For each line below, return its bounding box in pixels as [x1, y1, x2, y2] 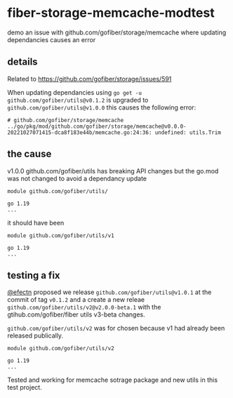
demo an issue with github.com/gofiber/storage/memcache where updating [7, 28, 227, 37]
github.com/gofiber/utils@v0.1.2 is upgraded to [7, 95, 149, 104]
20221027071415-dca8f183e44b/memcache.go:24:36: [7, 128, 152, 136]
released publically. [7, 331, 64, 340]
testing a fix [7, 269, 61, 281]
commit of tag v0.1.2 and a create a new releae [7, 296, 145, 304]
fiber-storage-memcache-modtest [7, 5, 215, 21]
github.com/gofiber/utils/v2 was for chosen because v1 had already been [7, 324, 225, 333]
